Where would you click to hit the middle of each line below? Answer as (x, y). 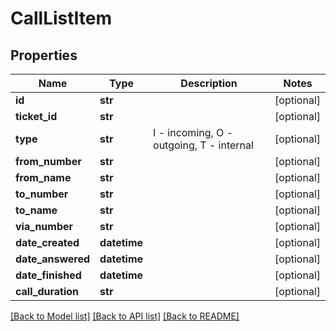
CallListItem (61, 18)
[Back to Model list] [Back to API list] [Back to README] (125, 316)
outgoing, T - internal (203, 145)
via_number (44, 226)
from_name (43, 177)
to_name (36, 210)
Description (209, 83)
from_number (48, 161)
